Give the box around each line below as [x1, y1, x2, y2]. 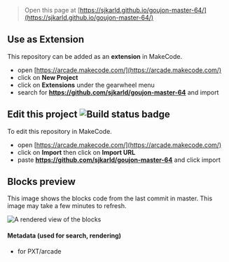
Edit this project [7, 109, 78, 120]
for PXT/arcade [17, 247, 62, 255]
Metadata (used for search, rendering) [7, 231, 121, 240]
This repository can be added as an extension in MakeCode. [7, 52, 183, 60]
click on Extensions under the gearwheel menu [17, 81, 155, 89]
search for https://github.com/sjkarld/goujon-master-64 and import [17, 88, 219, 97]
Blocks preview [7, 176, 76, 188]
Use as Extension [7, 34, 85, 46]
